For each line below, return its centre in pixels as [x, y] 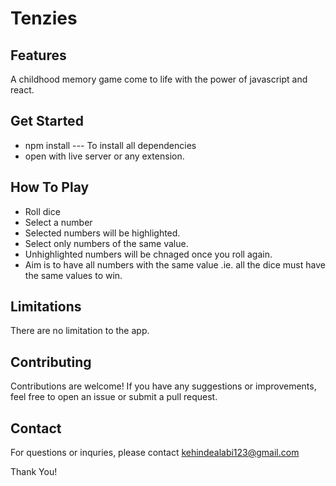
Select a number [58, 222]
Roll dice [42, 211]
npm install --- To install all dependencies [110, 145]
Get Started [47, 121]
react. [22, 90]
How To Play [50, 187]
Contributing [51, 362]
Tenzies [44, 18]
